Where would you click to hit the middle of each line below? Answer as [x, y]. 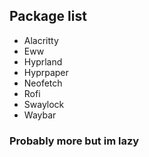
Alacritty [41, 40]
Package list [48, 16]
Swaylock [44, 104]
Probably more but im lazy [74, 141]
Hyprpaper [46, 72]
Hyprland [43, 61]
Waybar [40, 115]
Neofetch [43, 83]
